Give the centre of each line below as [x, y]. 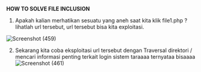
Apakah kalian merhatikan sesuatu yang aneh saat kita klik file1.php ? [101, 20]
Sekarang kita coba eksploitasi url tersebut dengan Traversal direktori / [104, 50]
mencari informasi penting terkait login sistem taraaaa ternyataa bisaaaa [105, 57]
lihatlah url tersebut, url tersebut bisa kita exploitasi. [79, 27]
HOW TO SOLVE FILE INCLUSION [48, 9]
